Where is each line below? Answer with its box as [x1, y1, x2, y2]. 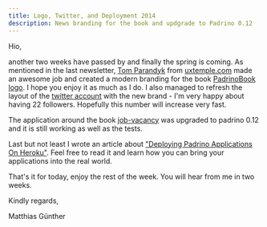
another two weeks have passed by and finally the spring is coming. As [8, 57, 244, 67]
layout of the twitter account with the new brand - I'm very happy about [8, 91, 245, 100]
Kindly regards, [8, 196, 59, 205]
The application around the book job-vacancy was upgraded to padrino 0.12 [8, 115, 259, 124]
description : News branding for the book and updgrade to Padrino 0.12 [8, 19, 253, 27]
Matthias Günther [8, 211, 66, 221]
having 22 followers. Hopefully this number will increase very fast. [8, 99, 227, 109]
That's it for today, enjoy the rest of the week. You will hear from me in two [8, 172, 255, 181]
